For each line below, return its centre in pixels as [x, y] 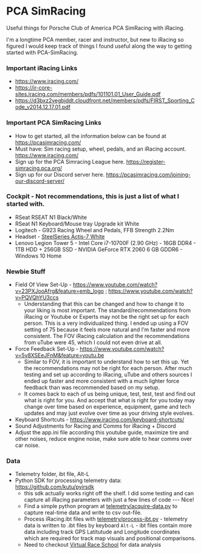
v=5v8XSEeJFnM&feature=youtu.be [59, 356]
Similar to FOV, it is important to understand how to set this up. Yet [106, 362]
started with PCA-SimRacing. [42, 52]
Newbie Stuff [26, 272]
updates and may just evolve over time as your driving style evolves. [109, 413]
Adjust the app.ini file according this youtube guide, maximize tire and [102, 432]
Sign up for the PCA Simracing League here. [70, 161]
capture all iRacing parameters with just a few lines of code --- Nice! [109, 500]
